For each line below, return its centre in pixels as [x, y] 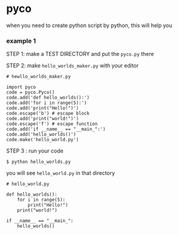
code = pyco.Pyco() [31, 93]
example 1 [21, 41]
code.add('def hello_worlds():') [48, 98]
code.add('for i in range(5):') [46, 103]
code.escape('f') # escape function [52, 124]
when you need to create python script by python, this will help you [89, 25]
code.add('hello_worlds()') [41, 135]
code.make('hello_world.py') [43, 140]
